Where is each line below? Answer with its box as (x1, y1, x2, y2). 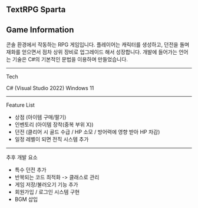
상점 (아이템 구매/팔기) (14, 114, 67, 121)
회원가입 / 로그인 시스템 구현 (14, 189, 80, 196)
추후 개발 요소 (6, 154, 38, 161)
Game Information (6, 25, 74, 35)
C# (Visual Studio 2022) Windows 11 (6, 85, 94, 92)
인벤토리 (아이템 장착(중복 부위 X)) (14, 121, 94, 128)
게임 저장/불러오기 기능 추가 (14, 181, 78, 188)
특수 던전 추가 (14, 166, 47, 173)
